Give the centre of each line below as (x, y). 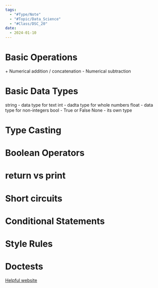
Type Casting (33, 130)
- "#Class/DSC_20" (29, 24)
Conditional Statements (55, 221)
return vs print (36, 176)
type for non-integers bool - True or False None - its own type (69, 110)
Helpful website (21, 280)
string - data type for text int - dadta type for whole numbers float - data (79, 105)
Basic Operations (41, 57)
